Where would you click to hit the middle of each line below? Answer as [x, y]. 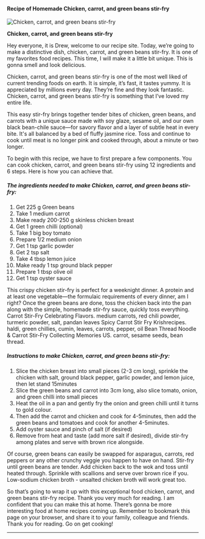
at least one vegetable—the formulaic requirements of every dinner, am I [98, 297]
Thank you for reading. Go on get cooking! [60, 524]
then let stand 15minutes [46, 384]
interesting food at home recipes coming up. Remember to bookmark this [99, 511]
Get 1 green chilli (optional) [49, 227]
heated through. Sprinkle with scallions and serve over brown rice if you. [98, 473]
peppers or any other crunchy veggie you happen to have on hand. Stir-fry [100, 461]
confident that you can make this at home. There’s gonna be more [89, 504]
